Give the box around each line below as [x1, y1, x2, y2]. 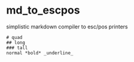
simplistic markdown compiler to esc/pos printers [6, 23, 129, 30]
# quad [6, 34, 23, 40]
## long [6, 40, 26, 45]
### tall [6, 45, 28, 51]
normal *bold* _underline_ [6, 50, 74, 56]
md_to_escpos [6, 4, 80, 17]
